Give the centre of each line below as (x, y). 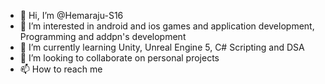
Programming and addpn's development (103, 36)
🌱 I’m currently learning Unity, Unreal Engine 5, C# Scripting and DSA (162, 47)
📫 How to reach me (61, 69)
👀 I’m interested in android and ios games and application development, (167, 26)
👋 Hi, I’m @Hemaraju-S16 (71, 15)
